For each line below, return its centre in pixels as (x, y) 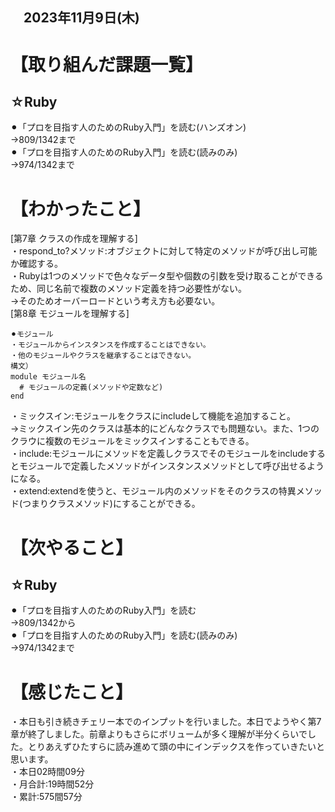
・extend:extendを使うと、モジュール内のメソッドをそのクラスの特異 (153, 491)
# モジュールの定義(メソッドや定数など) (91, 388)
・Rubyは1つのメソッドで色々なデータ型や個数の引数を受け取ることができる (167, 276)
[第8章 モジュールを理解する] (70, 314)
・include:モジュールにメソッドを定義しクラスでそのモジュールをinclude (159, 454)
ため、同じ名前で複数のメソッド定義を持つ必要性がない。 (128, 289)
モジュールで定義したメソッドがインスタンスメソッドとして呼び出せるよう (171, 466)
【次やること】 (72, 547)
